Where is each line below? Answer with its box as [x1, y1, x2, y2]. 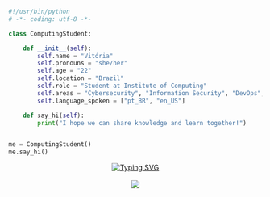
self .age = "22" [37, 67, 92, 75]
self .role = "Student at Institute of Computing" [37, 82, 207, 90]
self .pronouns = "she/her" [37, 59, 128, 68]
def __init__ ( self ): [23, 44, 92, 52]
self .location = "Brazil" [37, 74, 125, 82]
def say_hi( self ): [23, 111, 85, 119]
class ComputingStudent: [8, 29, 92, 38]
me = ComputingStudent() [8, 140, 92, 149]
